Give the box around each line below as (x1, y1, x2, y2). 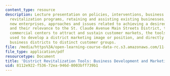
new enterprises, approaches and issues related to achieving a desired (10, 21, 166, 26)
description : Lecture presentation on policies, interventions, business (5, 12, 164, 17)
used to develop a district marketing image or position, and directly (10, 35, 164, 40)
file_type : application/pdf (5, 49, 65, 54)
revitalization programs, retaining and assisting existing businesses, (10, 16, 166, 21)
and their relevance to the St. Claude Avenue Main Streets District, (10, 26, 162, 31)
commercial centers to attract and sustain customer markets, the (10, 30, 153, 35)
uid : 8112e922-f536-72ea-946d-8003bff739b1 (5, 63, 99, 68)
